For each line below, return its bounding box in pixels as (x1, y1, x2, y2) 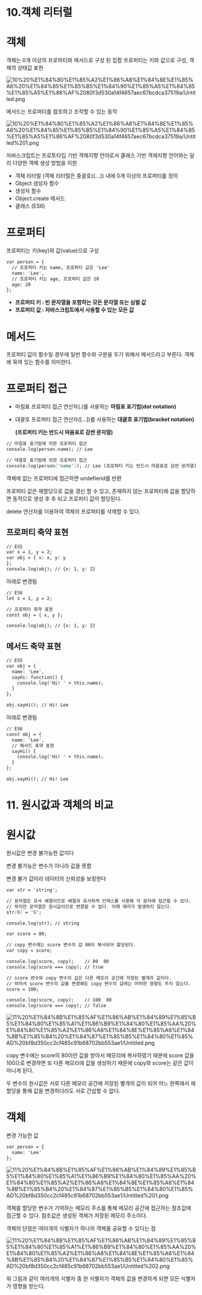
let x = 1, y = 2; (6, 595, 52, 601)
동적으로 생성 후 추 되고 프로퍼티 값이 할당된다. (12, 495, 122, 502)
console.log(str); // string (6, 920, 80, 926)
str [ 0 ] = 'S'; (6, 909, 42, 916)
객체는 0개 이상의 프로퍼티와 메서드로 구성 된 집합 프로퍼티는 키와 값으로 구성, (6, 57, 188, 64)
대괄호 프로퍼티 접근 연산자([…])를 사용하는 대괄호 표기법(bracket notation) (14, 416, 195, 423)
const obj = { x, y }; (6, 612, 63, 618)
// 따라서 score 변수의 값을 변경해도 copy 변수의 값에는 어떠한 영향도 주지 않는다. (6, 980, 191, 987)
